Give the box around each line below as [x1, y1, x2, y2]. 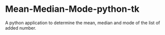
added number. [5, 25, 36, 31]
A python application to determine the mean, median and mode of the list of [5, 20, 161, 26]
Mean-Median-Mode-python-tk [5, 3, 140, 15]
